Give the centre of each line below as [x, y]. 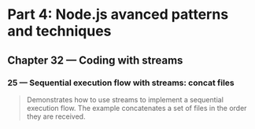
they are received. [56, 116]
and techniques [59, 31]
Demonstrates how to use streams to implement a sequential [125, 99]
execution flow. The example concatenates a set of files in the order [137, 108]
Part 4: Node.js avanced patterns [118, 15]
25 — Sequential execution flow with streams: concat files [121, 83]
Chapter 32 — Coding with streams [95, 60]
